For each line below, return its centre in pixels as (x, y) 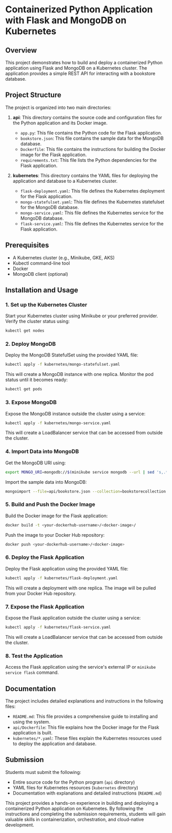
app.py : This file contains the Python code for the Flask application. (91, 132)
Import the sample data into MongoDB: (46, 482)
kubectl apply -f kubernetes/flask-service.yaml (58, 627)
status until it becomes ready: (37, 380)
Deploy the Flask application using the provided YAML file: (67, 569)
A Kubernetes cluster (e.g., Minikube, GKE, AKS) (64, 257)
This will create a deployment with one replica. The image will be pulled (81, 588)
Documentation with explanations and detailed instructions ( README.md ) (87, 793)
